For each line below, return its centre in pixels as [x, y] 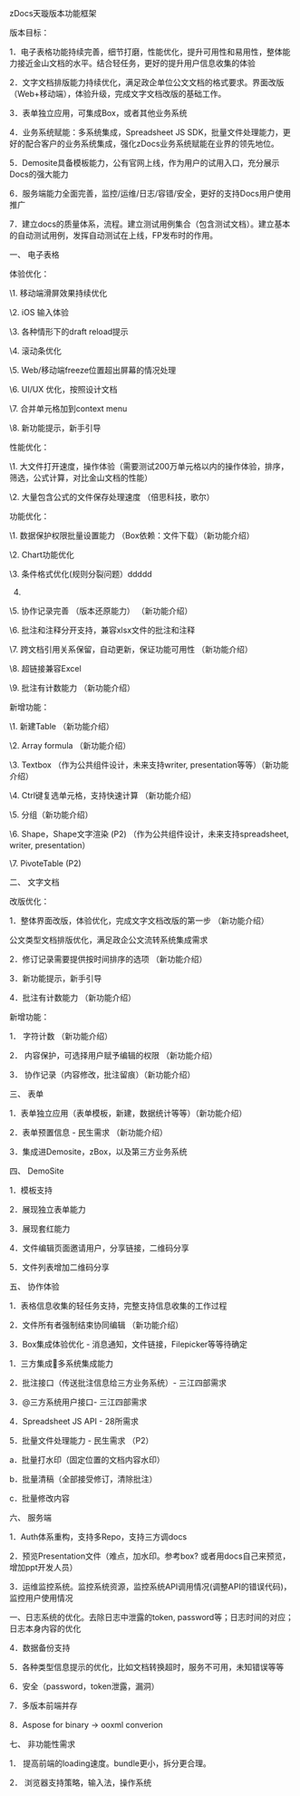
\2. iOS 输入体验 [39, 312]
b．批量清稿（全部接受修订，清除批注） [83, 1479]
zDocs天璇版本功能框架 [53, 13]
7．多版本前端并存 [44, 1705]
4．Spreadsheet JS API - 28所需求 [74, 1421]
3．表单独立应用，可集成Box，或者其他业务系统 [98, 113]
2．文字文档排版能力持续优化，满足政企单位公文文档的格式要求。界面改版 [147, 82]
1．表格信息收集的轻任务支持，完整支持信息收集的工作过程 [118, 1306]
